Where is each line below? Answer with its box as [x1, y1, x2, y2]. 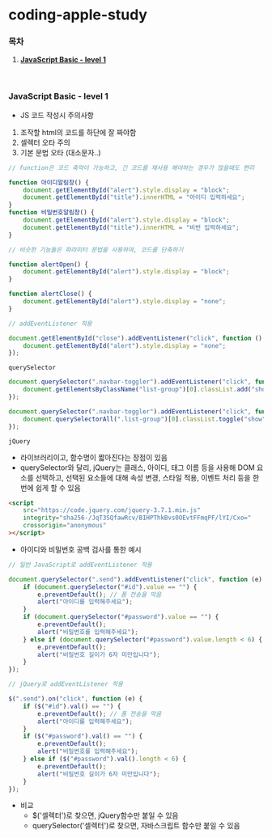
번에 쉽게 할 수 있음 [19, 483, 81, 493]
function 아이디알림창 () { [8, 178, 89, 187]
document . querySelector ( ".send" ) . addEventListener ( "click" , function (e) [8, 575, 263, 583]
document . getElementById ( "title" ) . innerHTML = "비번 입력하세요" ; [23, 223, 240, 231]
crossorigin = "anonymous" [23, 522, 107, 530]
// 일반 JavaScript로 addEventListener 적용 [8, 561, 152, 569]
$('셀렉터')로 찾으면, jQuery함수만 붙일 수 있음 [32, 810, 179, 820]
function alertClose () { [8, 290, 92, 298]
